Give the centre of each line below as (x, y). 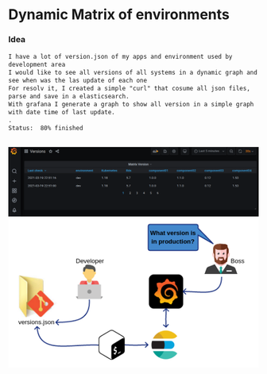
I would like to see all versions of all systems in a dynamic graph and (133, 73)
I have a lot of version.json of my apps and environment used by (120, 57)
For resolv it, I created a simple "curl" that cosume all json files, (129, 89)
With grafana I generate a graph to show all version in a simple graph (131, 105)
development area (37, 65)
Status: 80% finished (46, 129)
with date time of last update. (62, 113)
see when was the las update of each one (78, 81)
